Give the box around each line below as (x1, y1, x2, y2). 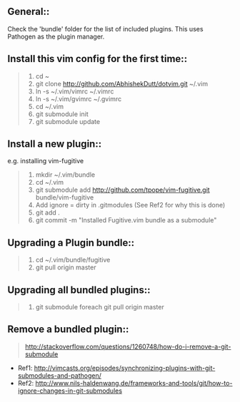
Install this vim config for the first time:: (7, 53, 188, 65)
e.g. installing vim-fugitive (7, 157, 84, 165)
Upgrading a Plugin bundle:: (7, 237, 134, 249)
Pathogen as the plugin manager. (7, 32, 105, 41)
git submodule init (35, 110, 89, 118)
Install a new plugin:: (7, 138, 102, 150)
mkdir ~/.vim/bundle (35, 170, 95, 179)
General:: (7, 6, 50, 18)
